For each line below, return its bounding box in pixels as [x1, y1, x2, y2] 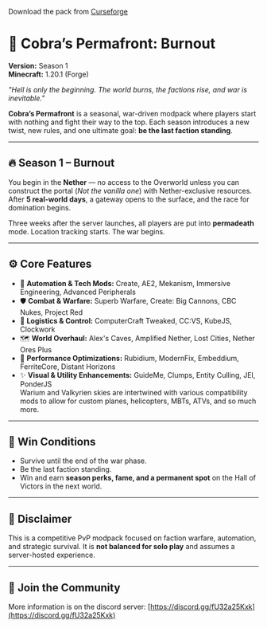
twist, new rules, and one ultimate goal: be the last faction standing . [8, 125, 233, 135]
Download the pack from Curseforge [8, 7, 129, 16]
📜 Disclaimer [8, 512, 72, 525]
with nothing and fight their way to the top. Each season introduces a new [8, 117, 250, 127]
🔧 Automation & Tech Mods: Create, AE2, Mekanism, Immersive [19, 278, 231, 288]
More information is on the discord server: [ [8, 602, 151, 611]
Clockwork [19, 324, 56, 334]
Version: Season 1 [8, 61, 69, 70]
